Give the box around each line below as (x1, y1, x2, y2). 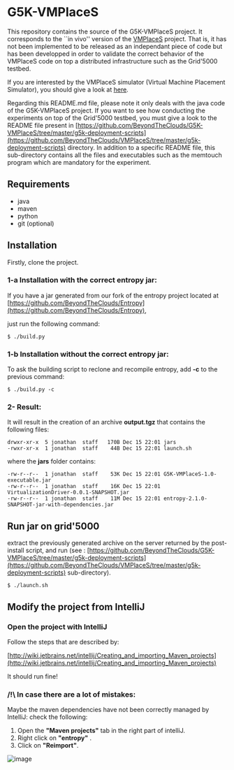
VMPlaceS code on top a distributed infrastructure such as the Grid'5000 (7, 57, 218, 65)
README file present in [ (7, 121, 78, 129)
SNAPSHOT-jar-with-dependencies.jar (7, 501, 114, 508)
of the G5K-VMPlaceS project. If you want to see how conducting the (7, 106, 206, 114)
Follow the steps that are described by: (7, 637, 119, 646)
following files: (7, 425, 50, 434)
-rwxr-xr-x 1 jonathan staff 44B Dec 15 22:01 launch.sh (7, 445, 192, 452)
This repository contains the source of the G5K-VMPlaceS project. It (7, 27, 203, 36)
